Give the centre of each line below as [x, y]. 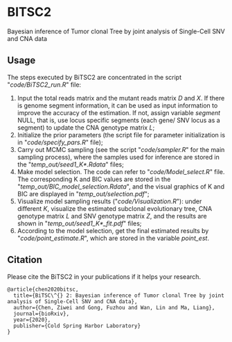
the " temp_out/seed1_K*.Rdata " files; [71, 164]
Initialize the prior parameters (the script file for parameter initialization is [121, 135]
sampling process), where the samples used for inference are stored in [118, 157]
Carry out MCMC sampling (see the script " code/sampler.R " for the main [121, 149]
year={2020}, [32, 320]
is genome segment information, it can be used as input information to [117, 105]
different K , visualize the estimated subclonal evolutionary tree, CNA [115, 208]
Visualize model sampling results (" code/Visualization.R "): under [109, 201]
